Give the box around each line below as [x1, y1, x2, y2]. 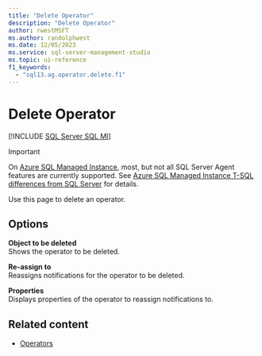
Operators [19, 339, 53, 348]
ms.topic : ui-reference [8, 56, 87, 64]
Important [8, 146, 40, 156]
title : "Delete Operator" [8, 11, 94, 20]
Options [8, 217, 49, 230]
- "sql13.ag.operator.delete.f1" [15, 71, 126, 79]
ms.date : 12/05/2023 [8, 41, 77, 49]
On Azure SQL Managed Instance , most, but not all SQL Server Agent [8, 162, 235, 172]
